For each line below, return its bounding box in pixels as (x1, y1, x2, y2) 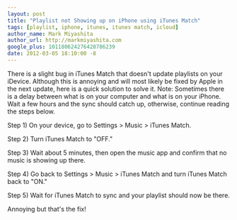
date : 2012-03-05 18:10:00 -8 (7, 50, 97, 57)
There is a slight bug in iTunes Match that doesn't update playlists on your (7, 69, 223, 78)
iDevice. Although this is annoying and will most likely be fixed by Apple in (7, 77, 223, 85)
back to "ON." (7, 177, 48, 185)
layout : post (7, 10, 46, 18)
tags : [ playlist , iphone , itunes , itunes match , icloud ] (7, 23, 179, 31)
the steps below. (7, 107, 55, 116)
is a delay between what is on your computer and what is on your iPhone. (7, 92, 221, 100)
